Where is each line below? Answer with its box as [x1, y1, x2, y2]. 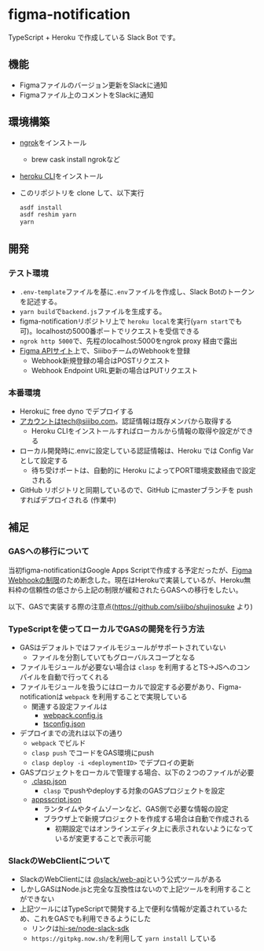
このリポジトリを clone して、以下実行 [19, 187, 145, 198]
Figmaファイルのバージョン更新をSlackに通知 [19, 80, 167, 90]
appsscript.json [31, 795, 82, 805]
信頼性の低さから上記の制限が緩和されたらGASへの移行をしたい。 [28, 585, 243, 594]
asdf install [19, 203, 63, 212]
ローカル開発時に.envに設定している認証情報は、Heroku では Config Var [19, 446, 254, 456]
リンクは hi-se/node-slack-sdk [31, 923, 130, 934]
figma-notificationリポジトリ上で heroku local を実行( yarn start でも [19, 316, 242, 326]
